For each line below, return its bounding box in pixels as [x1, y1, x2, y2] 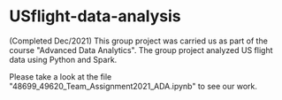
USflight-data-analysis [9, 6, 181, 27]
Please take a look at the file [9, 71, 112, 81]
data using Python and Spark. [9, 54, 118, 65]
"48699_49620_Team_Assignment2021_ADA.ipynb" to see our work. [9, 81, 258, 91]
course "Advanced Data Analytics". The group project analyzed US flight [9, 44, 273, 55]
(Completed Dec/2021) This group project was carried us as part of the [9, 35, 268, 46]
